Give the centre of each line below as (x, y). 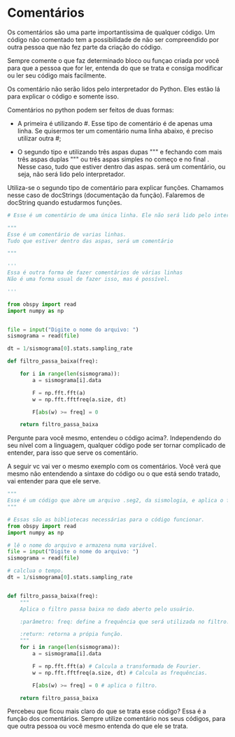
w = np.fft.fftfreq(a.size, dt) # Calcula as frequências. (120, 673)
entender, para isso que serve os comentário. (73, 453)
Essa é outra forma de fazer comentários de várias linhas (95, 273)
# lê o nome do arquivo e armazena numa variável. (83, 545)
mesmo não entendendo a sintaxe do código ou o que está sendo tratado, (114, 474)
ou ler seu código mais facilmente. (57, 75)
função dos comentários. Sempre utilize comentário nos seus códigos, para (116, 719)
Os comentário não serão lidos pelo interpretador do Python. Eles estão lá (114, 89)
